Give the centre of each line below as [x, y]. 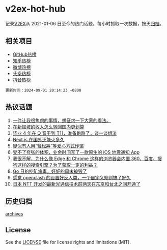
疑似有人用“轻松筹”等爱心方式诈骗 [48, 146]
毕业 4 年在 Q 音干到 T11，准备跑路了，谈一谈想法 [65, 133]
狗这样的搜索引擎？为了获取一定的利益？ [55, 165]
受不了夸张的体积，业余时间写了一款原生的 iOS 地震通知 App [76, 152]
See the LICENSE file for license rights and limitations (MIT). [68, 242]
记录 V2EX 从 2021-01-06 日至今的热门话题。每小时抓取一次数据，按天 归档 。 [85, 23]
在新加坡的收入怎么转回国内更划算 [48, 127]
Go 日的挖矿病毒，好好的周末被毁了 [50, 171]
